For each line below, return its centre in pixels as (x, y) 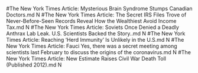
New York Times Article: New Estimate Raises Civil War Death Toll (86, 59)
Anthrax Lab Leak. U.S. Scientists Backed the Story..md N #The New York (96, 34)
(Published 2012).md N (34, 65)
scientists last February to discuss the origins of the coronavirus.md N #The (98, 52)
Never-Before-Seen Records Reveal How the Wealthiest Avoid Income (91, 21)
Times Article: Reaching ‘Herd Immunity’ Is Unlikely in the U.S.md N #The (95, 40)
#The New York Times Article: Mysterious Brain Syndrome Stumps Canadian (99, 9)
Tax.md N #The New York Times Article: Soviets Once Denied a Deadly (92, 27)
